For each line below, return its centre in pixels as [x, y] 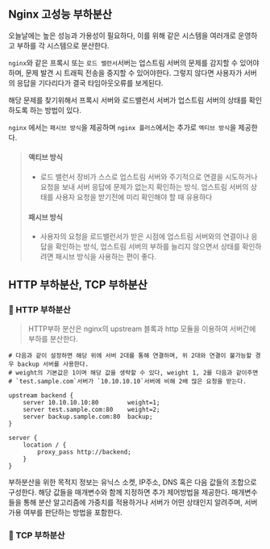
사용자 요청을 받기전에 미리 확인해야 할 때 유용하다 [134, 197]
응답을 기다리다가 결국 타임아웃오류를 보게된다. [90, 82]
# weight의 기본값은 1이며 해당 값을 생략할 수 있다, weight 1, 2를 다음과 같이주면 [133, 373]
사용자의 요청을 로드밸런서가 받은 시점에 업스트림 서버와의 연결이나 [145, 237]
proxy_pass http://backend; [84, 452]
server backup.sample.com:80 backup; [88, 417]
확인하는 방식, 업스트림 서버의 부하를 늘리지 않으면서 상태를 [147, 247]
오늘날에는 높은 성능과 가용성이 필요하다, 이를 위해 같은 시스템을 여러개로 [122, 36]
